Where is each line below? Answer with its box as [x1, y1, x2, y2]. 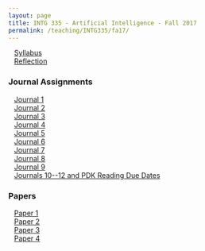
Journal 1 [14, 95, 44, 104]
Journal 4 [14, 120, 46, 129]
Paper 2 [14, 216, 41, 226]
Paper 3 [14, 225, 41, 234]
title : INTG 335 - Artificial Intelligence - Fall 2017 [8, 19, 197, 27]
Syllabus [14, 48, 42, 58]
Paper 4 [14, 234, 41, 243]
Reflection [14, 56, 48, 66]
